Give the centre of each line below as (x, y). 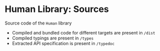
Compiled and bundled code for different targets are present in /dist (84, 32)
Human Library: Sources (57, 9)
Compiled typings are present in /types (53, 38)
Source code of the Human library (38, 23)
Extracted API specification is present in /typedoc (63, 43)
